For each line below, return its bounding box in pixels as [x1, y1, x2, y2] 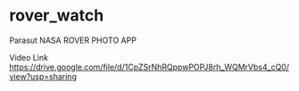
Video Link [9, 52, 49, 62]
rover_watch [9, 5, 104, 26]
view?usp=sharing [9, 70, 78, 81]
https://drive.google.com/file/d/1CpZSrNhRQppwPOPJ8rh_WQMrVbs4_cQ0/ [9, 62, 290, 72]
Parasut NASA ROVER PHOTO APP [9, 35, 137, 45]
